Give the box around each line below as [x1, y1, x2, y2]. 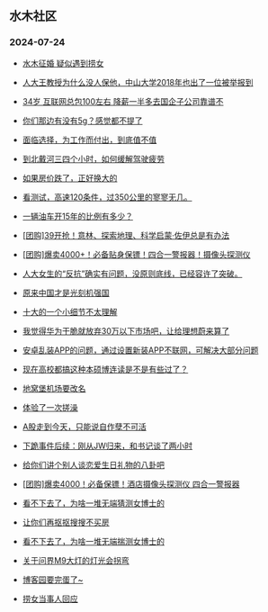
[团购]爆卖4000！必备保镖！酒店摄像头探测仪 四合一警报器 [22, 478, 240, 489]
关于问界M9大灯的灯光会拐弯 [22, 554, 130, 565]
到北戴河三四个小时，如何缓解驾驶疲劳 [22, 153, 165, 164]
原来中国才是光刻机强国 [22, 287, 110, 298]
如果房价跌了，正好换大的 [22, 172, 118, 183]
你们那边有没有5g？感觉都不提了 [22, 115, 143, 126]
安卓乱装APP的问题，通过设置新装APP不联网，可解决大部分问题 [22, 345, 259, 355]
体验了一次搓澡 [22, 401, 78, 412]
